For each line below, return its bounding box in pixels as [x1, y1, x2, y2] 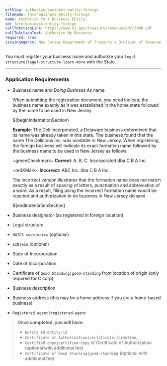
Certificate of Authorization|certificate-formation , [24, 335, 138, 341]
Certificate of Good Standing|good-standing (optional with [24, 350, 148, 357]
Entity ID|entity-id [24, 330, 68, 335]
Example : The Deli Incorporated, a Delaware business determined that [12, 127, 157, 133]
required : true [5, 35, 37, 40]
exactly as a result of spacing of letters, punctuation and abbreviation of [12, 183, 160, 188]
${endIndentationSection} [12, 202, 66, 208]
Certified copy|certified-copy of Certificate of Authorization [24, 340, 152, 346]
